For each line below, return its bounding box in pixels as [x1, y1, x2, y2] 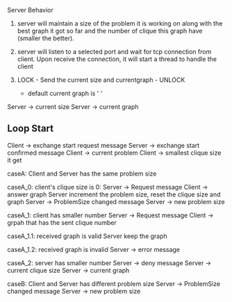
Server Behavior [7, 6, 53, 14]
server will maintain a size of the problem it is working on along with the [17, 19, 223, 27]
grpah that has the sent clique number [7, 218, 117, 226]
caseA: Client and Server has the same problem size [7, 169, 157, 178]
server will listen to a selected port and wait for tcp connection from [17, 48, 212, 56]
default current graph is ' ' [27, 90, 103, 97]
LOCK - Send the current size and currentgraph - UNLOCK [17, 76, 185, 84]
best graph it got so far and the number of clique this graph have [17, 27, 203, 35]
